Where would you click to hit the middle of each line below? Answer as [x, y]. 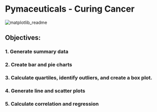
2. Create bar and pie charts [39, 65]
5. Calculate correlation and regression [52, 104]
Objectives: [23, 38]
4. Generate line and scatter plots [45, 91]
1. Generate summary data [37, 52]
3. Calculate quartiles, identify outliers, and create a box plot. [79, 78]
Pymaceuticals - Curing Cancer [70, 9]
